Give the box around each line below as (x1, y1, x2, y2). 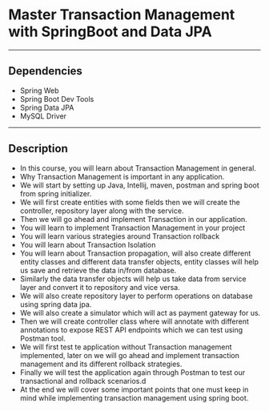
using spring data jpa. (19, 299, 92, 309)
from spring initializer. (19, 188, 92, 198)
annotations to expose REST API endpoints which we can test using (19, 324, 243, 334)
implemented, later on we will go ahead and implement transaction (19, 350, 240, 360)
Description (8, 142, 68, 155)
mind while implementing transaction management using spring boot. (19, 393, 249, 402)
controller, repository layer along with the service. (19, 206, 184, 216)
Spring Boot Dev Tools (19, 94, 94, 103)
